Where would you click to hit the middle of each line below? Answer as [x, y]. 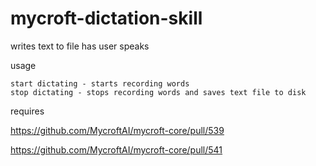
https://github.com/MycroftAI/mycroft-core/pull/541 [116, 149]
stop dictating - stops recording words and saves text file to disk [158, 92]
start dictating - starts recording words [100, 83]
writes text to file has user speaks [80, 46]
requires [27, 111]
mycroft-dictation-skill [106, 18]
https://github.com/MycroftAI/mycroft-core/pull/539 [117, 130]
